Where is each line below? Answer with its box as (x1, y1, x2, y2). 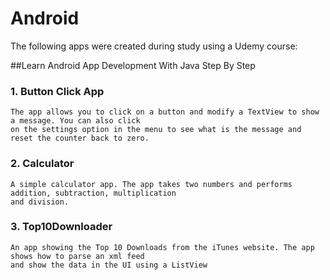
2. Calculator (10, 157, 75, 171)
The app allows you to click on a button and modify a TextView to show (10, 107, 320, 117)
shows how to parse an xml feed (10, 251, 145, 261)
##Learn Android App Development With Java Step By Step (10, 59, 256, 71)
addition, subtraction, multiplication (10, 188, 177, 198)
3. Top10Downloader (10, 220, 113, 234)
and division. (10, 197, 70, 207)
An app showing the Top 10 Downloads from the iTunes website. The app (10, 242, 315, 252)
